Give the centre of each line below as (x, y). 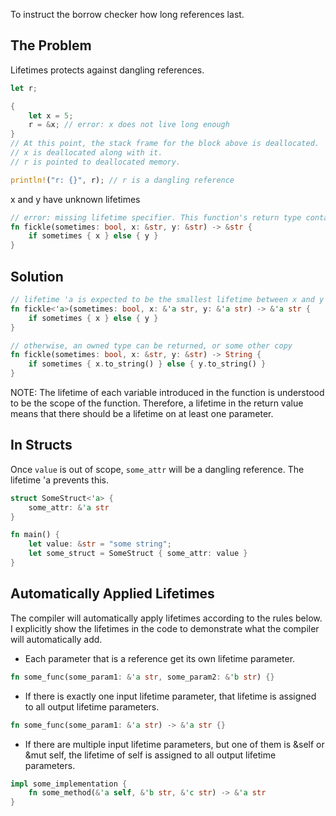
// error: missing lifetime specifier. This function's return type (156, 217)
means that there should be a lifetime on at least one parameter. (142, 413)
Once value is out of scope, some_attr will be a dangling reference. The (157, 469)
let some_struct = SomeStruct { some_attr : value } (138, 554)
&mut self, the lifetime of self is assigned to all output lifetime (150, 755)
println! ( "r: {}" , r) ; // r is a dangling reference (122, 180)
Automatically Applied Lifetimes (112, 594)
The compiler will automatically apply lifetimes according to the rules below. (166, 618)
